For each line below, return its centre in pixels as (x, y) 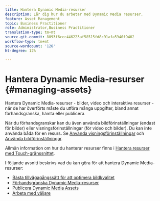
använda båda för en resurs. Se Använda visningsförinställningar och (75, 133)
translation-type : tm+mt (30, 32)
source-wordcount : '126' (30, 46)
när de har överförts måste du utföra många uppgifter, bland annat (72, 108)
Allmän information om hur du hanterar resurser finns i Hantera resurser (78, 148)
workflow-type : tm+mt (27, 42)
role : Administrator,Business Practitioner (50, 28)
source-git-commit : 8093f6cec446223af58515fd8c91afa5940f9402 (70, 37)
